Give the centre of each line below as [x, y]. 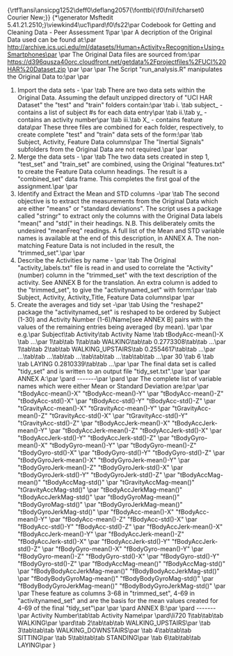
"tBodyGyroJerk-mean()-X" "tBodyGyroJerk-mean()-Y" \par [103, 460]
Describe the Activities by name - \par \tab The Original [97, 260]
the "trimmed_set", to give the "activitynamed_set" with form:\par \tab [117, 290]
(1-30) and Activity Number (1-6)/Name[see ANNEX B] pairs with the [115, 319]
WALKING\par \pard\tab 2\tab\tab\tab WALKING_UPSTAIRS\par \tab [114, 623]
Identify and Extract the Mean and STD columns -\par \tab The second [118, 194]
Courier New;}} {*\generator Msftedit [60, 17]
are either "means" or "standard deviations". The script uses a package [120, 209]
